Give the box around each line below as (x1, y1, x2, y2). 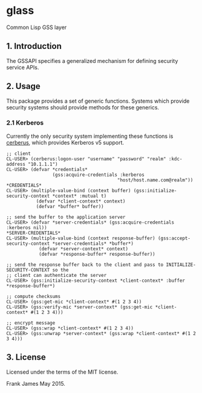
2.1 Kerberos (6, 119, 44, 127)
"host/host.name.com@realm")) (117, 177, 194, 183)
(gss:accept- (157, 235, 191, 241)
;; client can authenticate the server (6, 272, 107, 278)
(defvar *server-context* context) (38, 245, 129, 252)
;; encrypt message (6, 320, 56, 326)
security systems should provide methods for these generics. (6, 103, 159, 111)
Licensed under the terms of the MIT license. (6, 368, 119, 375)
